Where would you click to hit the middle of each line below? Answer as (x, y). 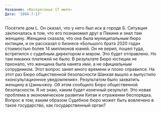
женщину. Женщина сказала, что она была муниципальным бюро (73, 38)
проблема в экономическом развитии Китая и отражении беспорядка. (79, 95)
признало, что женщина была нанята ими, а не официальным (68, 64)
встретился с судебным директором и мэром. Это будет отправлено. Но (81, 53)
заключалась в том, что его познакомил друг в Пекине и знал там (73, 33)
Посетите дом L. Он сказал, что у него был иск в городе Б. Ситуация (76, 28)
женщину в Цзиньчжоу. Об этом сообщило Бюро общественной (71, 84)
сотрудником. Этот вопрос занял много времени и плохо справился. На (80, 69)
